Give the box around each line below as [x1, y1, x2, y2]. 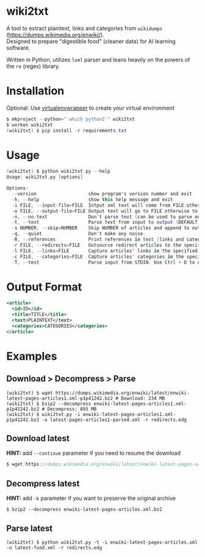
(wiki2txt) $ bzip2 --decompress [6, 400, 92, 407]
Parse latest [6, 523, 53, 534]
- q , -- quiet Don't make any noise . [12, 231, 146, 237]
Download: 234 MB [121, 395, 165, 401]
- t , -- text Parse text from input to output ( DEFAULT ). [12, 219, 203, 225]
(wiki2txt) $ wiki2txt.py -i [6, 411, 81, 417]
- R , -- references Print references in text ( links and [12, 237, 184, 243]
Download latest [6, 433, 70, 444]
